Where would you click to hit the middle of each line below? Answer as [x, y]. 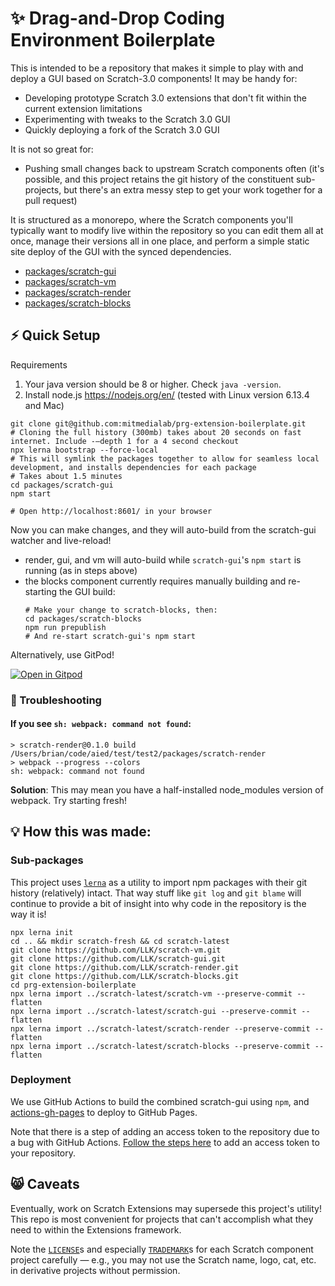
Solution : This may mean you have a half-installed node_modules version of [167, 789]
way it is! [28, 914]
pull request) [51, 200]
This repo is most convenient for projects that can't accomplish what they [162, 1219]
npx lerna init [42, 932]
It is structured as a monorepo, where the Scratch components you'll [151, 219]
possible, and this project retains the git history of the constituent [159, 179]
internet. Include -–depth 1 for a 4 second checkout [125, 441]
